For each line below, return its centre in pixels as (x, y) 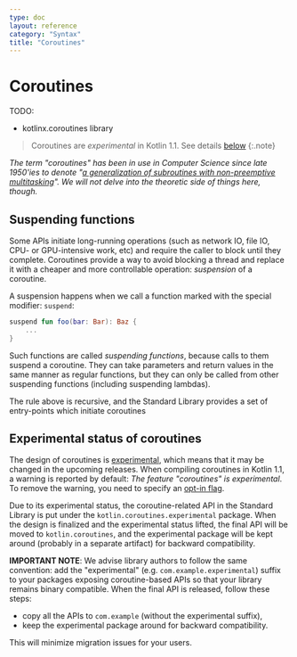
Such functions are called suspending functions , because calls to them (139, 355)
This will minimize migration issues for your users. (101, 643)
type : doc (28, 17)
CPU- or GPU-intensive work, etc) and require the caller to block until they (145, 250)
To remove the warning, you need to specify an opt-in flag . (117, 489)
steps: (20, 599)
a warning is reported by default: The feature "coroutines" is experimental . (146, 479)
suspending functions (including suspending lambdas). (110, 383)
